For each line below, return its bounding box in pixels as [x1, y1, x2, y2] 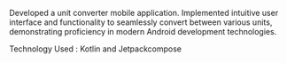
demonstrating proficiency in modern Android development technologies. [9, 27, 277, 36]
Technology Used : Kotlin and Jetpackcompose [9, 43, 182, 54]
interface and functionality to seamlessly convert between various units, [9, 17, 273, 28]
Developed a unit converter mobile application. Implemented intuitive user [9, 8, 279, 18]
